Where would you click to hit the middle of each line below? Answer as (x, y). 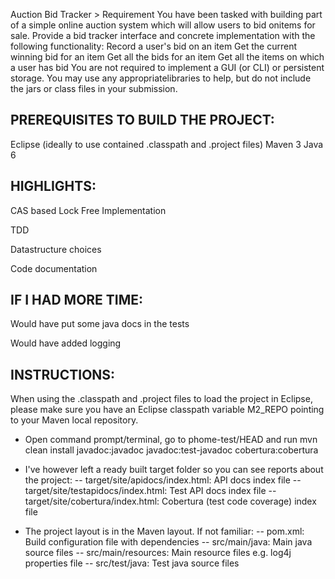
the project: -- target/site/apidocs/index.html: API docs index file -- (163, 480)
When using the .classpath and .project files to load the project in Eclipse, (161, 399)
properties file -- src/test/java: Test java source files (132, 563)
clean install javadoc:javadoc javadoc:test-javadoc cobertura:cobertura (171, 450)
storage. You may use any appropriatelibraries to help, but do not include (161, 78)
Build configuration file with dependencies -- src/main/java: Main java (168, 542)
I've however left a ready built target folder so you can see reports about (174, 470)
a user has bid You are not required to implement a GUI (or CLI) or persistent (167, 67)
